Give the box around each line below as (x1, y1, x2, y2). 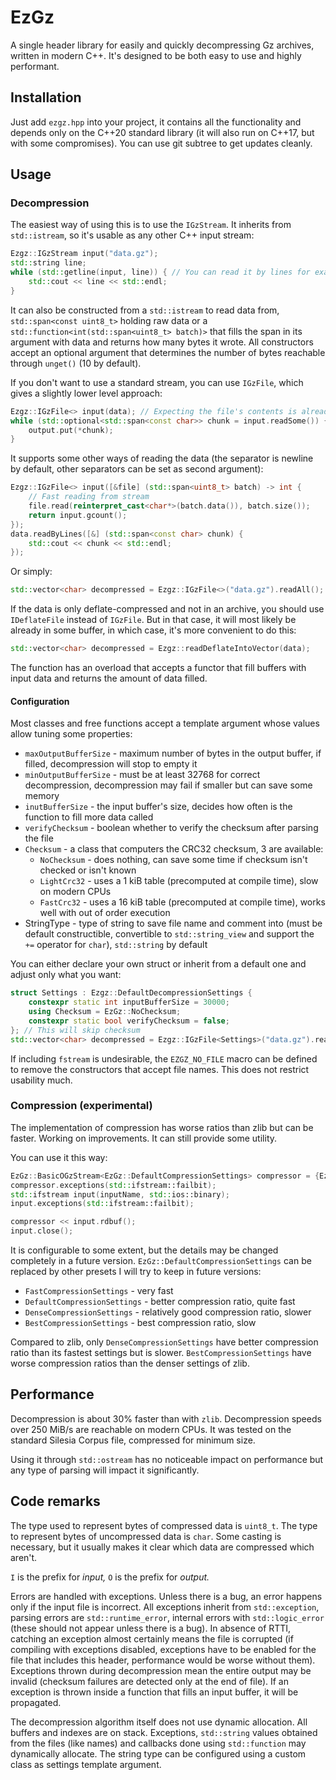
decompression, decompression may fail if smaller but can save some (24, 779, 313, 791)
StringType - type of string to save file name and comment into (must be (24, 917, 323, 930)
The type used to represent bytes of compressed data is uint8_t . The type (10, 1519, 318, 1531)
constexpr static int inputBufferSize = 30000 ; (28, 997, 230, 1008)
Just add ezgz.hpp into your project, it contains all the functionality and (10, 116, 302, 128)
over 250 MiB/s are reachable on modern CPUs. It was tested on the (10, 1423, 292, 1435)
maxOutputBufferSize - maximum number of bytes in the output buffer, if (24, 747, 322, 760)
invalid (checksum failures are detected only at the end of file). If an (10, 1675, 289, 1687)
